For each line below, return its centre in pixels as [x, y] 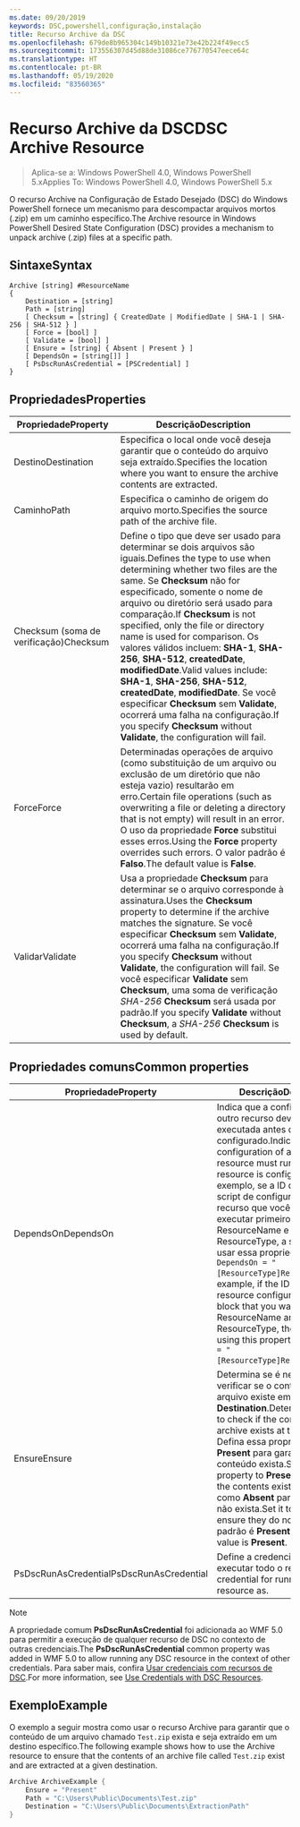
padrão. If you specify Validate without [200, 1012]
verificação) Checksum [62, 643]
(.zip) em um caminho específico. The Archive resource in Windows [133, 218]
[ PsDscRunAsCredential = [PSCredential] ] [108, 364]
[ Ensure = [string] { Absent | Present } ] [109, 349]
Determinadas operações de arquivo [197, 752]
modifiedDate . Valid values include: [194, 670]
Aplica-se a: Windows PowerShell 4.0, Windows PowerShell [141, 172]
